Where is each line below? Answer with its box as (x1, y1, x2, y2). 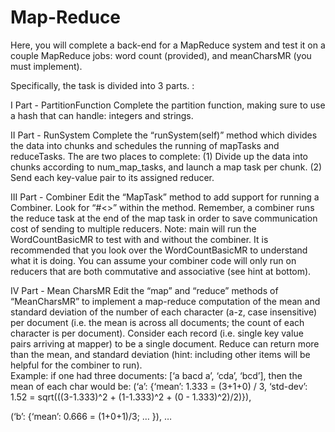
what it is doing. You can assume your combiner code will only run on (10, 254, 297, 266)
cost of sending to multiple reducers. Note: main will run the (10, 222, 257, 235)
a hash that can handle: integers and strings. (10, 109, 194, 121)
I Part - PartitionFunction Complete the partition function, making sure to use (10, 99, 326, 111)
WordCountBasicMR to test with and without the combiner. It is (10, 233, 269, 245)
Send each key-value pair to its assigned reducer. (10, 171, 215, 183)
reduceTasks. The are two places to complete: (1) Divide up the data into (10, 150, 308, 162)
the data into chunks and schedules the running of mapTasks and (10, 139, 280, 151)
